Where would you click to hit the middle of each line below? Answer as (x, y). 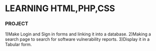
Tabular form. (19, 45)
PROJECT (17, 24)
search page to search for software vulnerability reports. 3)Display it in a (78, 39)
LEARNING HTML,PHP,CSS (60, 8)
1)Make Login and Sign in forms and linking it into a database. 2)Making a (78, 34)
